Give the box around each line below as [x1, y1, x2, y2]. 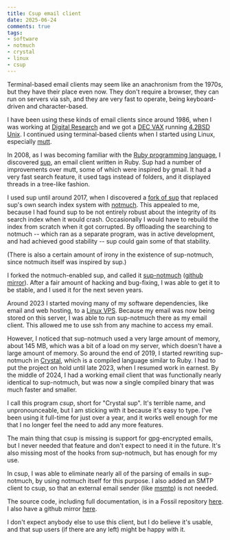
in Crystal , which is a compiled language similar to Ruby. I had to [34, 356, 216, 365]
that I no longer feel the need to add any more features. [7, 420, 163, 429]
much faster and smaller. [7, 385, 78, 393]
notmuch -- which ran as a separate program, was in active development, [7, 230, 215, 238]
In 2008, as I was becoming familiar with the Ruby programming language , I [7, 151, 221, 159]
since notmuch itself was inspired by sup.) [7, 257, 127, 266]
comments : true [7, 23, 51, 30]
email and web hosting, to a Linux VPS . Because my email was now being [7, 306, 215, 314]
